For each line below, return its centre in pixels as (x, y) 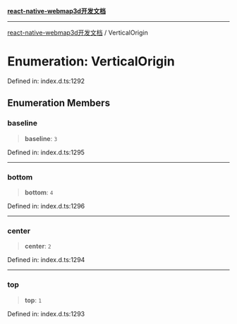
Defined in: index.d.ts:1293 (46, 313)
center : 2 (38, 247)
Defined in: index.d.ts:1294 (46, 260)
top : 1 (33, 300)
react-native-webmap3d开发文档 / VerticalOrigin (78, 32)
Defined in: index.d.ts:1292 (46, 81)
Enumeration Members (59, 103)
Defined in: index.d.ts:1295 (46, 152)
